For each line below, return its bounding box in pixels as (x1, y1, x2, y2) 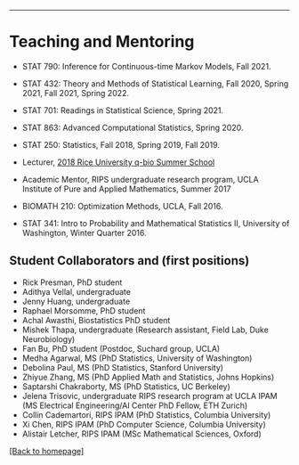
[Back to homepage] (9, 445, 85, 456)
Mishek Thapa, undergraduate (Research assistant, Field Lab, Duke (21, 324, 269, 335)
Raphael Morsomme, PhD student (21, 305, 146, 316)
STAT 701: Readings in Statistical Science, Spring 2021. (21, 104, 224, 116)
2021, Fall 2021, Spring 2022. (21, 87, 130, 98)
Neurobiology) (21, 333, 76, 344)
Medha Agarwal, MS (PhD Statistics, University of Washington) (21, 353, 253, 363)
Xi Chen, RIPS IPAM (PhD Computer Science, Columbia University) (21, 419, 267, 429)
